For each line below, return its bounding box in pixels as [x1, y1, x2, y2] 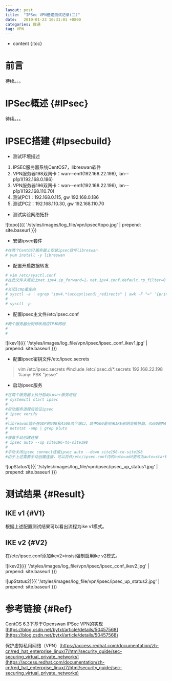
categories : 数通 [5, 21, 41, 27]
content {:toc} [12, 40, 42, 47]
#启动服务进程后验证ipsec [5, 407, 54, 412]
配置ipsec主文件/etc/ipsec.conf [12, 311, 79, 317]
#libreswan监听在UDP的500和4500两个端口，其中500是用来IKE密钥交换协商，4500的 [5, 421, 162, 426]
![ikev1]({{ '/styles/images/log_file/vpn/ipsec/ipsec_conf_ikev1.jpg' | [5, 340, 147, 346]
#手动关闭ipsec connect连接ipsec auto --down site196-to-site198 [5, 449, 143, 455]
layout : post [5, 7, 33, 13]
